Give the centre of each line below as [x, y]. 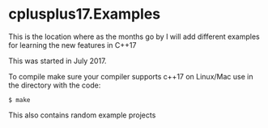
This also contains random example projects [82, 115]
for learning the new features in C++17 [72, 45]
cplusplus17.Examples [84, 14]
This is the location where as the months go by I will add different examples [134, 36]
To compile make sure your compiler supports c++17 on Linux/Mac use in [131, 76]
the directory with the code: [55, 85]
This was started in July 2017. [57, 61]
